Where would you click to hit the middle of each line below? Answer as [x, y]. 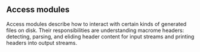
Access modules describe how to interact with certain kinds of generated [96, 24]
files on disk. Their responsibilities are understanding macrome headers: [95, 30]
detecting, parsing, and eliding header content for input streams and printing [100, 36]
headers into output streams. [42, 43]
